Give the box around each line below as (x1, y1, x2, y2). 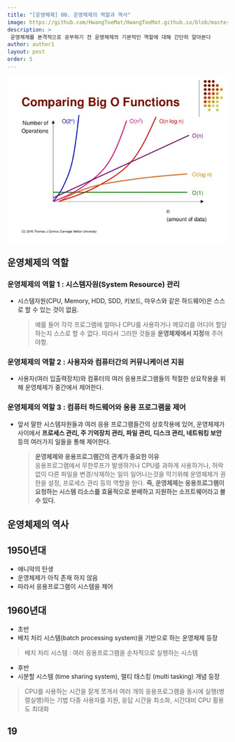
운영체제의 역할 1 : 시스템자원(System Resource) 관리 (7, 279, 180, 289)
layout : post (7, 48, 45, 55)
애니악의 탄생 (17, 564, 54, 573)
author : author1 (7, 41, 55, 48)
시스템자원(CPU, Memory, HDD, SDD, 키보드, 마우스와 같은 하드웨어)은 (17, 296, 213, 305)
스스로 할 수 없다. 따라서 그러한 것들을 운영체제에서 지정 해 (53, 329, 211, 337)
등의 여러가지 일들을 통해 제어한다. (17, 437, 111, 446)
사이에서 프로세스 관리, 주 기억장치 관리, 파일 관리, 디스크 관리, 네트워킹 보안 (17, 428, 222, 437)
